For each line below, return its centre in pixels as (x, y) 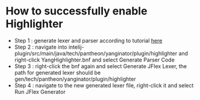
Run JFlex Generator (40, 92)
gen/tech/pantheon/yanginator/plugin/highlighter (75, 79)
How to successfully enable (77, 11)
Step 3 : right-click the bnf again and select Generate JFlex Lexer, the (101, 66)
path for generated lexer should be (57, 72)
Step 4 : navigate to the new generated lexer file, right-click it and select (104, 85)
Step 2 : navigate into (41, 47)
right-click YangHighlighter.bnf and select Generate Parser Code (95, 60)
